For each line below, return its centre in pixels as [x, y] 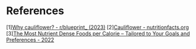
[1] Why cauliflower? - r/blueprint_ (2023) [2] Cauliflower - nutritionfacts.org [97, 27]
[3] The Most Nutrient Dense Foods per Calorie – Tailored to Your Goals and [98, 33]
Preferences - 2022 [30, 40]
